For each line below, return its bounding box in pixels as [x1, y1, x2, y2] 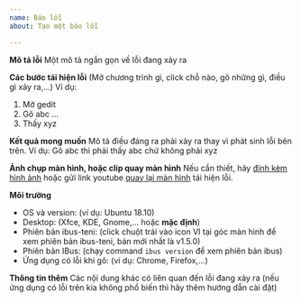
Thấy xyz [22, 118, 57, 129]
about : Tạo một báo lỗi [9, 22, 99, 31]
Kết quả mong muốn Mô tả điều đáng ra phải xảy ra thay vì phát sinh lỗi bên [9, 135, 293, 146]
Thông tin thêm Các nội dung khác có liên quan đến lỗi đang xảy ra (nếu [9, 272, 279, 283]
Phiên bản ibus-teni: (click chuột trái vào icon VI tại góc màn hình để [22, 226, 277, 237]
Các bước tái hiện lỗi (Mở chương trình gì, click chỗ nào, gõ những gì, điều [9, 71, 286, 82]
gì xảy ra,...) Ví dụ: [9, 81, 78, 92]
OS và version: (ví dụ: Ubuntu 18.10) [22, 206, 155, 217]
